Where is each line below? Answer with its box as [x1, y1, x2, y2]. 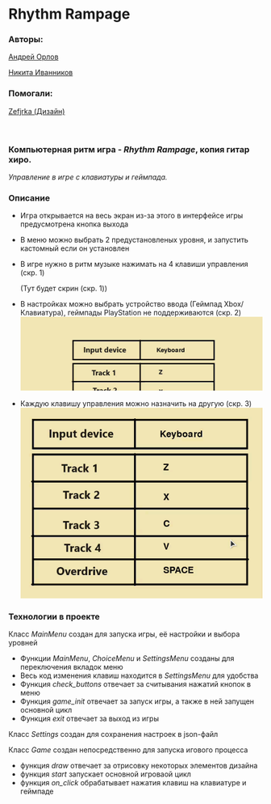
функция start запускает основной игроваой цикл [19, 769, 192, 779]
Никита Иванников [8, 68, 73, 78]
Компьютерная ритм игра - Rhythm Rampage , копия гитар [8, 143, 250, 154]
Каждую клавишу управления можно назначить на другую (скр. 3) [19, 398, 252, 408]
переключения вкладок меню [19, 662, 123, 672]
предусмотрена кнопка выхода [19, 219, 129, 229]
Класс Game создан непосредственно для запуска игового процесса [8, 745, 248, 755]
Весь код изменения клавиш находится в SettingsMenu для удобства [19, 671, 259, 680]
